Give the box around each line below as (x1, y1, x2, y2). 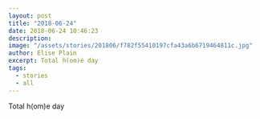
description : (8, 34, 52, 43)
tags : (8, 64, 26, 72)
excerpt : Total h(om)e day (8, 57, 99, 65)
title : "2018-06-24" (8, 19, 78, 27)
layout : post (8, 11, 52, 20)
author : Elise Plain (8, 49, 78, 57)
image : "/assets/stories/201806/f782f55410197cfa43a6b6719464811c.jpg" (8, 42, 253, 50)
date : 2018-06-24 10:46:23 (8, 27, 99, 35)
